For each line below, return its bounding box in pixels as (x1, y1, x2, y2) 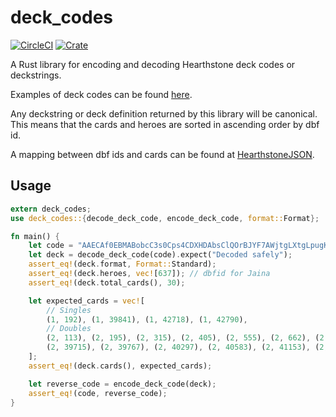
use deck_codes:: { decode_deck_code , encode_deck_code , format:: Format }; (10, 213, 320, 223)
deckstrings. (10, 69, 62, 81)
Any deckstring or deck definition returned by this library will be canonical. (10, 107, 318, 120)
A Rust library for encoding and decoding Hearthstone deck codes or (10, 58, 296, 70)
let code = (28, 241, 74, 251)
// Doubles (46, 324, 92, 334)
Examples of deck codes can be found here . (10, 88, 193, 100)
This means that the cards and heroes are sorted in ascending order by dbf (10, 118, 320, 130)
